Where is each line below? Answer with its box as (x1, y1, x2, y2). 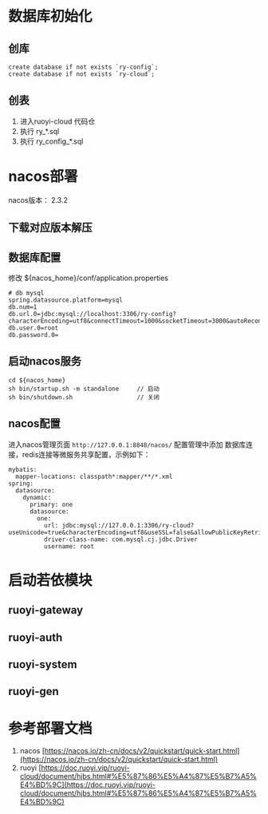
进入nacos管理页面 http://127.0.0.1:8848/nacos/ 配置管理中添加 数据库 (8, 440, 246, 449)
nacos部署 (8, 168, 78, 185)
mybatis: (8, 465, 37, 473)
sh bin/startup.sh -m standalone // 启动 (8, 385, 160, 393)
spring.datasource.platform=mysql (8, 296, 124, 304)
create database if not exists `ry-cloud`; (8, 70, 156, 78)
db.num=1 (8, 302, 37, 311)
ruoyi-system (8, 658, 77, 671)
